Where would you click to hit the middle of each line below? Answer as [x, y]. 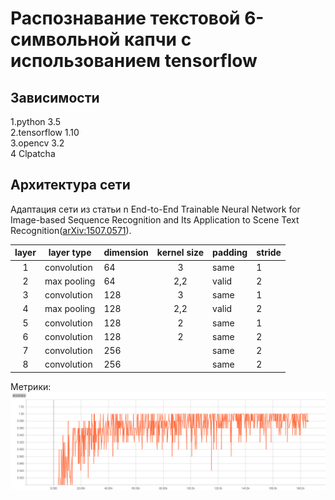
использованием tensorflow [134, 61]
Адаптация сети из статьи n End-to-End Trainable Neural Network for [155, 209]
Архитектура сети [70, 185]
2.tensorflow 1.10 [45, 132]
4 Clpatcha [33, 153]
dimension [126, 253]
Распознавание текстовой [125, 18]
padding [230, 253]
